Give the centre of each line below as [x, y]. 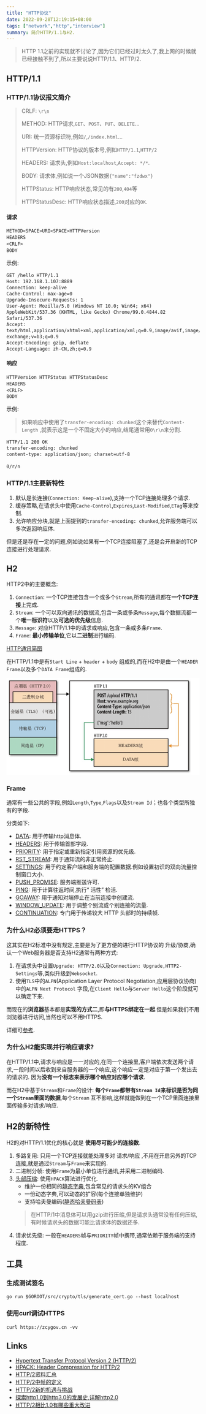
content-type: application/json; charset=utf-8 [68, 454]
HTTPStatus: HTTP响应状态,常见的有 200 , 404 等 [79, 188]
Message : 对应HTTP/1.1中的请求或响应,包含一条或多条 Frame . [89, 628]
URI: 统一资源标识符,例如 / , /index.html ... [72, 136]
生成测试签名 [25, 1283]
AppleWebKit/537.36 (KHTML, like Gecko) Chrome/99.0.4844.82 [86, 312]
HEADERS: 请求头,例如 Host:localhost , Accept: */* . [86, 162]
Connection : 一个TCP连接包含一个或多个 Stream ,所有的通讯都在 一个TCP [104, 597]
